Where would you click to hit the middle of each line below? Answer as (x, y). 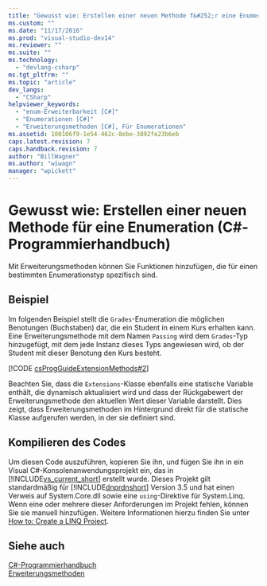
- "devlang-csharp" (48, 68)
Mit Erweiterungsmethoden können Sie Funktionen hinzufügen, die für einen (133, 266)
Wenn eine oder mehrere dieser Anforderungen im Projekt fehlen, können (128, 504)
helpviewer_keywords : (44, 104)
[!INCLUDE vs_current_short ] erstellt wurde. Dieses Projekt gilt (109, 479)
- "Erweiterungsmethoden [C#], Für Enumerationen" (101, 127)
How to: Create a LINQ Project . (58, 521)
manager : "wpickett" (43, 171)
